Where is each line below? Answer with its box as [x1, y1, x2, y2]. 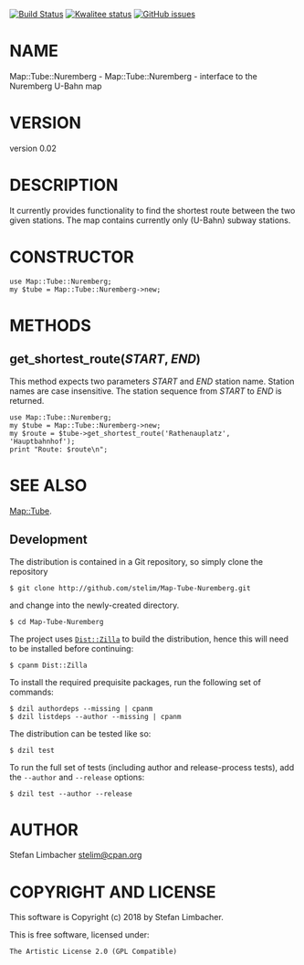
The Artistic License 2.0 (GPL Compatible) [9, 947, 178, 957]
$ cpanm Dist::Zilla [9, 661, 89, 670]
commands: [9, 686, 55, 697]
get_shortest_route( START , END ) [9, 352, 201, 367]
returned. [9, 395, 45, 406]
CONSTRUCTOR [9, 247, 134, 267]
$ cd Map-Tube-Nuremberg [9, 617, 104, 626]
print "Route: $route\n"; [9, 444, 108, 454]
